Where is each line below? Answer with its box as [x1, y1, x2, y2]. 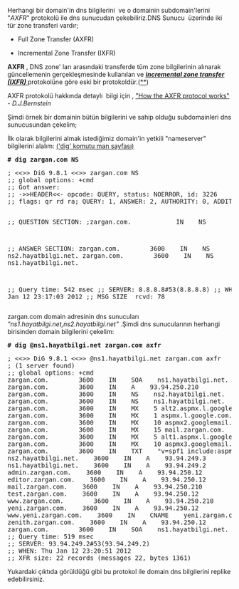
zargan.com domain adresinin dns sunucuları [7, 313, 139, 320]
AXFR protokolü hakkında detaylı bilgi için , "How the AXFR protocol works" [7, 92, 230, 100]
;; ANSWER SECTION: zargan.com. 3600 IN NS [7, 245, 211, 252]
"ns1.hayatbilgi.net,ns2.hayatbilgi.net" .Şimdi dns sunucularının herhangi [7, 320, 221, 328]
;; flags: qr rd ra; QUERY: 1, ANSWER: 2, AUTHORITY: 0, [7, 197, 211, 205]
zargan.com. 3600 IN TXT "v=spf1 [7, 447, 184, 455]
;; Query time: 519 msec [7, 533, 94, 541]
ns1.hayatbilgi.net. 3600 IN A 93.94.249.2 [7, 462, 206, 469]
